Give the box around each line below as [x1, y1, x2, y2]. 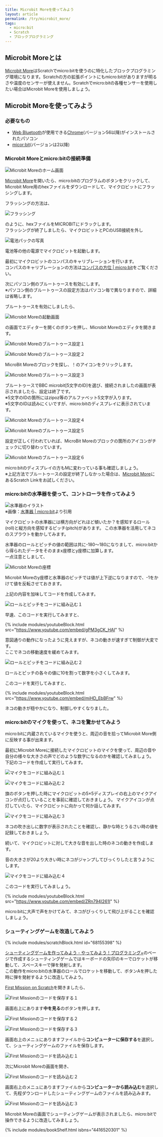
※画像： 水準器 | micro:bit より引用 [5, 508, 72, 514]
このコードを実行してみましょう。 [5, 883, 73, 890]
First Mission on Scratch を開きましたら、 [5, 984, 88, 990]
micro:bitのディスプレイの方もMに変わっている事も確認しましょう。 [5, 465, 141, 471]
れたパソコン [12, 135, 38, 142]
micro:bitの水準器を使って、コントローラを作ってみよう [5, 490, 136, 497]
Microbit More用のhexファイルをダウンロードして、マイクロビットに [5, 184, 143, 190]
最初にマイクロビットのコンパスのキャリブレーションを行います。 [5, 258, 137, 264]
